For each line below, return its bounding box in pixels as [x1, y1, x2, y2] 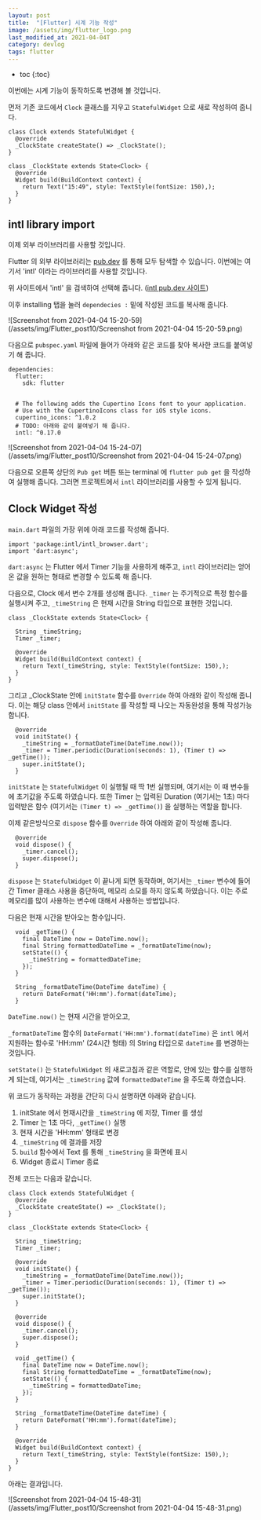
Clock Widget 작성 [8, 502, 98, 515]
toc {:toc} [19, 70, 51, 79]
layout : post [8, 11, 51, 20]
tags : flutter [8, 48, 55, 56]
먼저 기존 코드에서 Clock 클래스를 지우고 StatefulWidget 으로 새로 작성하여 [8, 103, 237, 112]
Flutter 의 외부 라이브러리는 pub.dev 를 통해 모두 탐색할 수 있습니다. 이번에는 [8, 256, 243, 266]
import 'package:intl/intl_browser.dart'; [8, 540, 149, 548]
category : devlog [8, 41, 65, 49]
